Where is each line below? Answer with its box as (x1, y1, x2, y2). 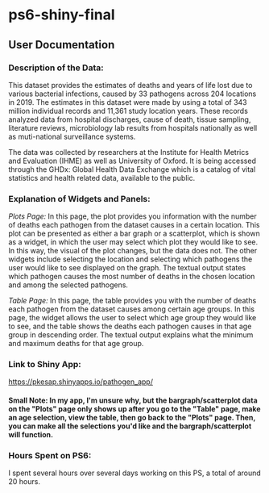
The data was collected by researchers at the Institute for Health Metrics (8, 147, 250, 157)
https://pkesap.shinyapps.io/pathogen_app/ (8, 377, 153, 386)
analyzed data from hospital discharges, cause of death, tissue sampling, (8, 115, 251, 124)
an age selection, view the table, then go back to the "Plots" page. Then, (8, 413, 256, 423)
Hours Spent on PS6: (8, 449, 92, 461)
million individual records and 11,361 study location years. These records (8, 106, 248, 115)
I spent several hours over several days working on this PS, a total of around (8, 468, 262, 478)
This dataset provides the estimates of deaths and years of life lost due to (8, 80, 253, 90)
